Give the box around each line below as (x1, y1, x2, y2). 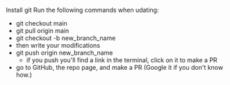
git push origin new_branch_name (15, 48, 113, 57)
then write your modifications (15, 41, 101, 49)
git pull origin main (15, 27, 69, 35)
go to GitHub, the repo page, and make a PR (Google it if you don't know (15, 64, 223, 71)
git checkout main (15, 19, 68, 27)
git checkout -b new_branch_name (15, 34, 116, 42)
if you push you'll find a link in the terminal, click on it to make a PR (26, 56, 217, 64)
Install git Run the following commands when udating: (6, 6, 159, 14)
